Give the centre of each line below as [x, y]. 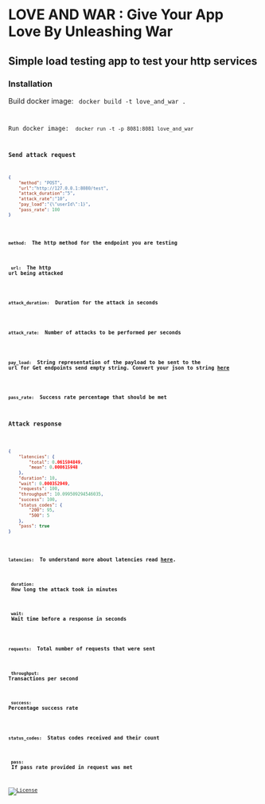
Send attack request [42, 155]
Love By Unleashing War [91, 31]
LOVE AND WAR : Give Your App [116, 15]
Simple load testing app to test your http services [133, 61]
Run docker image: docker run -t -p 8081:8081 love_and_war [101, 128]
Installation [31, 84]
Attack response [35, 424]
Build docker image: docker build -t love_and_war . [97, 100]
